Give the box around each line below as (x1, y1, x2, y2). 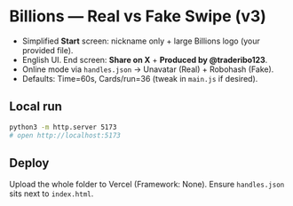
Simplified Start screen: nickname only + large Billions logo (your (21, 36, 260, 46)
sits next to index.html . (9, 188, 94, 199)
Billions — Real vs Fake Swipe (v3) (9, 6, 266, 27)
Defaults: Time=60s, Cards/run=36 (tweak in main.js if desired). (21, 73, 258, 83)
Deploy (9, 155, 50, 170)
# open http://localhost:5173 (9, 131, 122, 139)
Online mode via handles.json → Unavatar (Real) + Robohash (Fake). (21, 64, 274, 75)
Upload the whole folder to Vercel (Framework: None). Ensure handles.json (9, 179, 285, 190)
